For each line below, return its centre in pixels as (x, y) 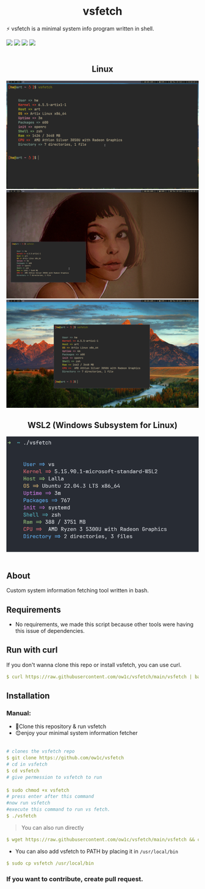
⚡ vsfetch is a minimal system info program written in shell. (80, 28)
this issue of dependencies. (50, 631)
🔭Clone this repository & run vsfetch (61, 726)
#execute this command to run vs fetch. (59, 810)
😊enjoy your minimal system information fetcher (76, 733)
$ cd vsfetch (23, 771)
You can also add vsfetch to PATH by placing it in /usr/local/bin (97, 851)
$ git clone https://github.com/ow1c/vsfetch (65, 758)
